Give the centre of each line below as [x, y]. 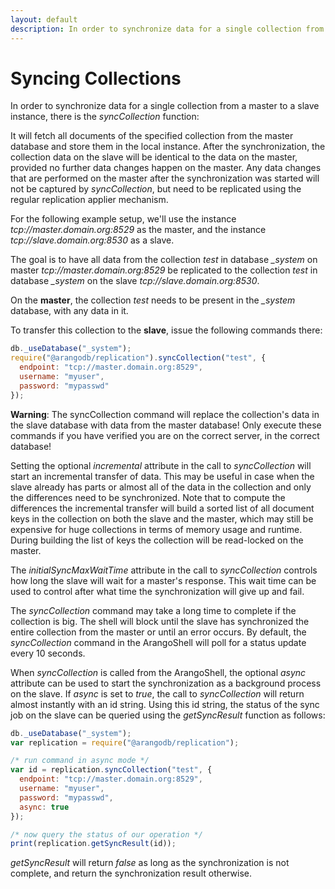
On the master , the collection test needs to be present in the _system [153, 300]
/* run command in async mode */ [80, 761]
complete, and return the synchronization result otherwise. [131, 873]
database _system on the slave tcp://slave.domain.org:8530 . [135, 281]
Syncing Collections [96, 78]
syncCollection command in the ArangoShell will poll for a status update [158, 642]
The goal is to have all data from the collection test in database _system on [164, 260]
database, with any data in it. [69, 311]
